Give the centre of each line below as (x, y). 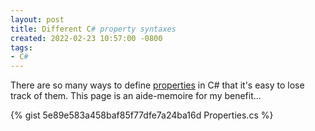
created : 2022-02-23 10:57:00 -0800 (86, 38)
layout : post (37, 19)
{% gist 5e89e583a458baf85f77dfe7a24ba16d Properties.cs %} (142, 115)
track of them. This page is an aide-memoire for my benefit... (136, 96)
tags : (21, 47)
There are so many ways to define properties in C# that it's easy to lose (157, 85)
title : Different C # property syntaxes (93, 29)
